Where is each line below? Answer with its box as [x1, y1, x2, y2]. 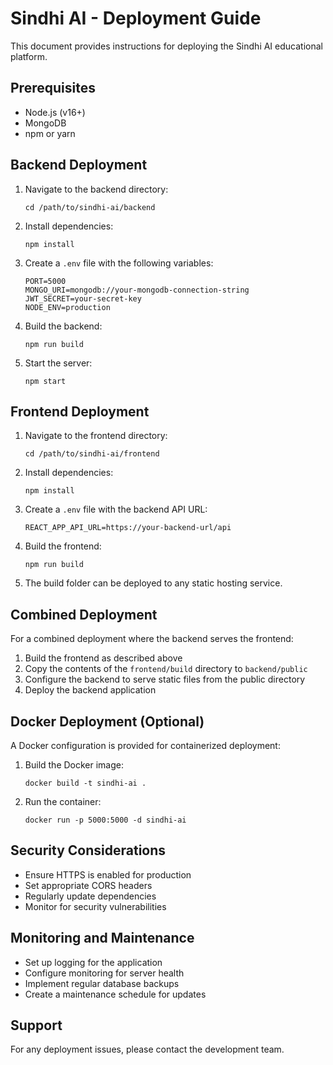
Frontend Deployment [10, 403, 150, 420]
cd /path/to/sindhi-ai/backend [24, 202, 156, 212]
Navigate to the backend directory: [24, 183, 169, 195]
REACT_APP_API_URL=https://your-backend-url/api [24, 523, 232, 533]
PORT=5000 [24, 276, 67, 286]
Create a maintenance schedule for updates [24, 988, 207, 1000]
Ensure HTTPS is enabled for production [24, 868, 192, 881]
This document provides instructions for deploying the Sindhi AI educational [10, 40, 323, 52]
